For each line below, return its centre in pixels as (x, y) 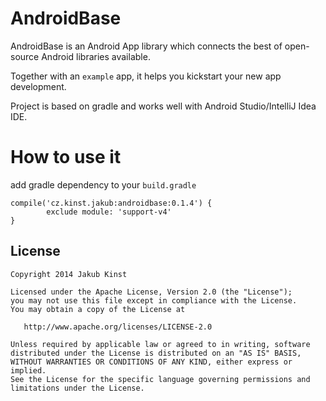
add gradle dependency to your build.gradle (103, 184)
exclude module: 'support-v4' (109, 212)
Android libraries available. (96, 56)
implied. (28, 370)
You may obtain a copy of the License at (98, 309)
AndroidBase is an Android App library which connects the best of (146, 46)
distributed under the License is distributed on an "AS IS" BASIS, (156, 353)
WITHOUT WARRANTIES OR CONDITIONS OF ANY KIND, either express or (151, 362)
